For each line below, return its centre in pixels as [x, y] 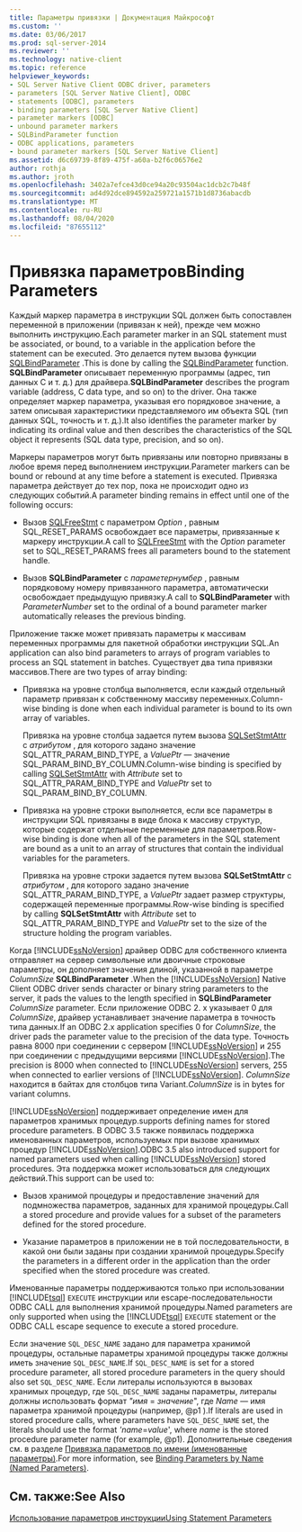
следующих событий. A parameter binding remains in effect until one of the [149, 495]
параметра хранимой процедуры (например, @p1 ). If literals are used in [146, 1410]
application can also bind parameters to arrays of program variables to [140, 653]
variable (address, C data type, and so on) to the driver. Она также [133, 392]
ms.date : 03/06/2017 [48, 34]
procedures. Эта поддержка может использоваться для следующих [140, 1169]
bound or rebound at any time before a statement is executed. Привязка [143, 476]
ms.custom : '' [36, 26]
